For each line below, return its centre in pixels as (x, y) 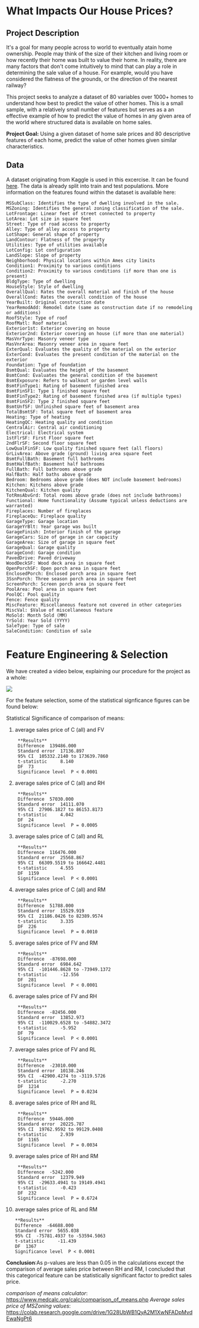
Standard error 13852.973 (51, 1017)
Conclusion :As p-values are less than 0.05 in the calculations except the (95, 1262)
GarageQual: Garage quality (41, 547)
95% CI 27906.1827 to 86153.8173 (60, 809)
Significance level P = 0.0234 (58, 1092)
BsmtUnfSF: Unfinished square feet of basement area (73, 407)
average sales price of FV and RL (55, 1049)
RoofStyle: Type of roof (37, 318)
